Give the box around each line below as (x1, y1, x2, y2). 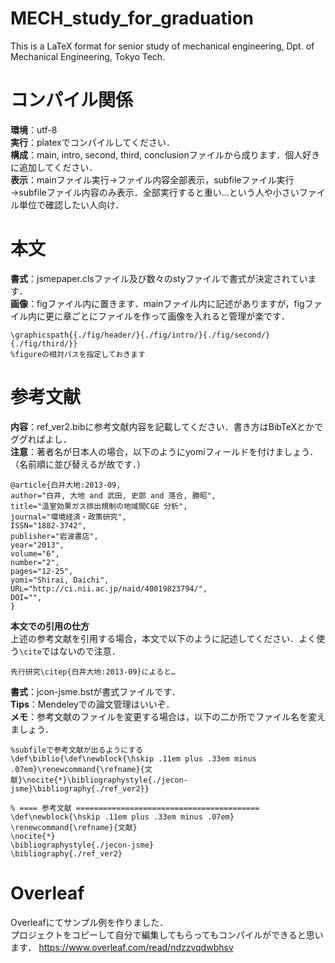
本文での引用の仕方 (10, 620, 90, 632)
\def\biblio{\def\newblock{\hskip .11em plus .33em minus (10, 753, 257, 764)
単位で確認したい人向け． (18, 198, 125, 211)
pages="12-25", (10, 566, 74, 576)
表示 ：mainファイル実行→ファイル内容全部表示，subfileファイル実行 (10, 173, 295, 186)
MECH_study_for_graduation (10, 7, 255, 30)
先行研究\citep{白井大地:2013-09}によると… (10, 667, 177, 677)
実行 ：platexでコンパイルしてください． (10, 136, 175, 148)
